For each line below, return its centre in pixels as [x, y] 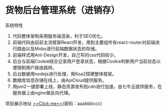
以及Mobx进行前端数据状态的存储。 [63, 48]
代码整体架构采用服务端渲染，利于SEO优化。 [59, 36]
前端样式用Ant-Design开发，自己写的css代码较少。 [65, 55]
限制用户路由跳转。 [37, 67]
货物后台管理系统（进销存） [63, 10]
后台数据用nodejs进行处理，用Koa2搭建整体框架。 [64, 74]
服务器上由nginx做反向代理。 [43, 93]
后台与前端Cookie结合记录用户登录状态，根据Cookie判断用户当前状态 [85, 61]
